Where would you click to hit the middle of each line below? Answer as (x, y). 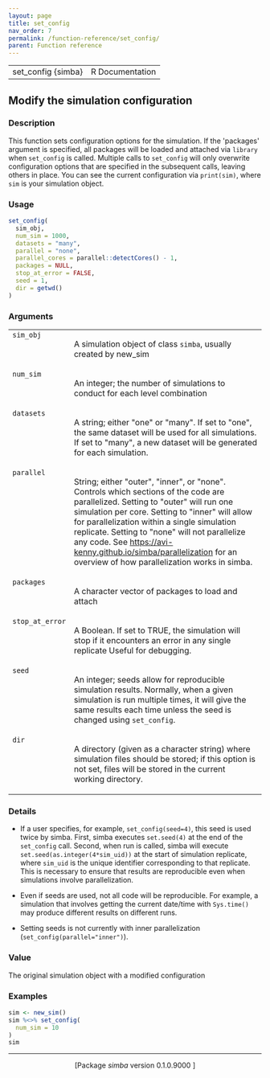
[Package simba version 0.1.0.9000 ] (135, 1065)
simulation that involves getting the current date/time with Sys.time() (134, 904)
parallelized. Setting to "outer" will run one (153, 502)
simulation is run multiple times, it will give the (160, 700)
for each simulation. (111, 453)
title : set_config (39, 23)
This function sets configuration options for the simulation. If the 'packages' (134, 141)
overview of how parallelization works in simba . (163, 562)
